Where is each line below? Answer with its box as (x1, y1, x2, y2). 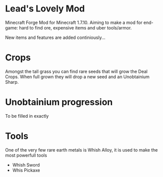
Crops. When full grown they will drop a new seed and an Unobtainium (5, 73, 150, 80)
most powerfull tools (5, 152, 47, 158)
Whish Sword (12, 162, 40, 168)
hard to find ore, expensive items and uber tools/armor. (19, 24, 132, 30)
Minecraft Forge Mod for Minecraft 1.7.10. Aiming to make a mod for (5, 19, 143, 25)
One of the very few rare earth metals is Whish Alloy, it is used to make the (5, 147, 158, 153)
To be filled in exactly (5, 113, 49, 119)
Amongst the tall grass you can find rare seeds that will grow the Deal (5, 68, 148, 74)
